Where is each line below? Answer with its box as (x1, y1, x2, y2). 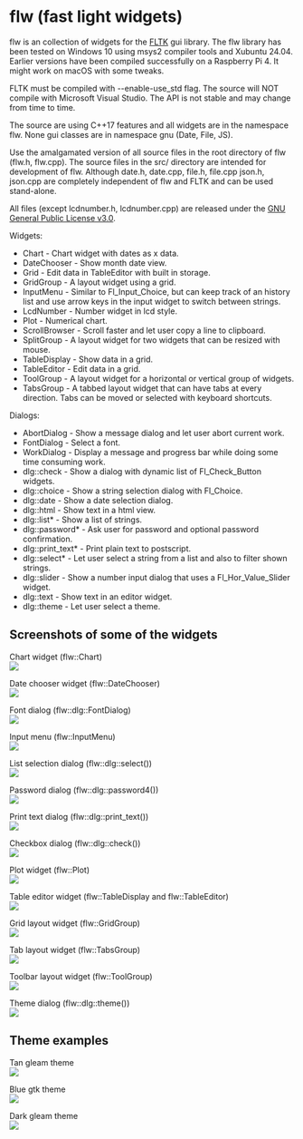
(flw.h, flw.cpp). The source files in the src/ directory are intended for (9, 156, 267, 167)
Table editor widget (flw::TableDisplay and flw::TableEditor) (9, 891, 229, 901)
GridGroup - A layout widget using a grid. (22, 277, 176, 287)
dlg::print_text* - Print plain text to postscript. (22, 542, 192, 554)
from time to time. (9, 102, 76, 112)
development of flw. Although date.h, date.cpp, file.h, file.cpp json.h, (9, 166, 265, 177)
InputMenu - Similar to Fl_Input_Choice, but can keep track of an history (22, 286, 291, 297)
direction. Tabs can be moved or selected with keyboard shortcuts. (22, 392, 273, 403)
